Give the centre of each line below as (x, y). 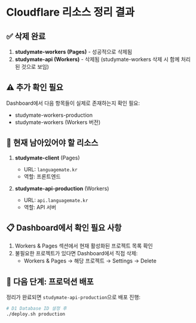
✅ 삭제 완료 (26, 36)
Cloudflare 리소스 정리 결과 (71, 12)
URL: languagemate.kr (50, 169)
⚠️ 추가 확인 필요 (35, 87)
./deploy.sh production (36, 314)
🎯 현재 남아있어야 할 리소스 (52, 143)
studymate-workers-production (53, 115)
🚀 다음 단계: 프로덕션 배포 (50, 281)
